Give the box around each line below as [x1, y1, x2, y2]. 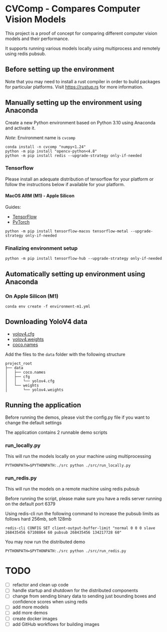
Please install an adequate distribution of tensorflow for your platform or [5, 176, 154, 182]
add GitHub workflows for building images [12, 621, 100, 627]
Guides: [5, 204, 21, 210]
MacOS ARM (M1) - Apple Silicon [5, 193, 75, 199]
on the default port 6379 [5, 501, 56, 507]
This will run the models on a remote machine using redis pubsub [5, 486, 140, 492]
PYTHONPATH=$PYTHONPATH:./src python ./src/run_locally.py [5, 462, 131, 468]
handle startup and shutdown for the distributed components [12, 587, 138, 593]
